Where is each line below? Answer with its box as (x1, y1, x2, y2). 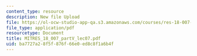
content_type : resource (6, 8, 64, 15)
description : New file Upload (6, 14, 80, 20)
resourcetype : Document (6, 30, 64, 36)
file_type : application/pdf (6, 24, 75, 31)
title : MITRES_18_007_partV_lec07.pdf (6, 36, 101, 41)
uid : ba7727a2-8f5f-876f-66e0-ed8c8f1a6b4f (6, 41, 114, 47)
